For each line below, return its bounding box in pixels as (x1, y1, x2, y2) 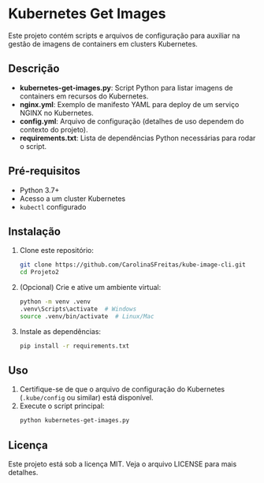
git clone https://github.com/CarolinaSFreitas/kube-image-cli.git (19, 261, 246, 269)
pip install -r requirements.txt (19, 342, 130, 350)
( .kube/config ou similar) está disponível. (19, 393, 154, 403)
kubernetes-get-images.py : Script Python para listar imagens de (19, 83, 233, 92)
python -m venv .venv (19, 298, 91, 306)
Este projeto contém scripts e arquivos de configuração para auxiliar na (8, 31, 240, 40)
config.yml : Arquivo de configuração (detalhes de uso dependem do (19, 116, 244, 126)
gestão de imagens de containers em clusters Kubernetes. (8, 39, 199, 48)
